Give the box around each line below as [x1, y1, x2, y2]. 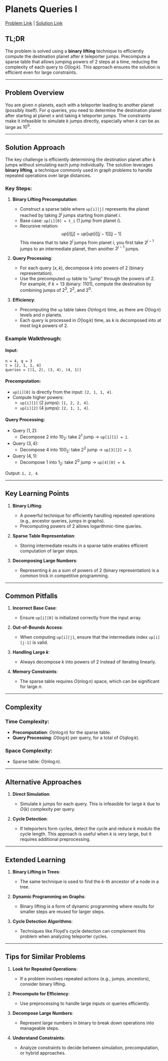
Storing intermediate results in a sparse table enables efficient [19, 543, 148, 549]
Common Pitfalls [5, 592, 58, 600]
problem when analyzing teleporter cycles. [19, 934, 108, 940]
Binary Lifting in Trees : [12, 869, 61, 875]
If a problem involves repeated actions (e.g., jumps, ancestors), [19, 975, 150, 981]
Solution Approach [5, 143, 65, 151]
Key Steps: [5, 185, 32, 192]
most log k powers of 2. [19, 322, 68, 328]
